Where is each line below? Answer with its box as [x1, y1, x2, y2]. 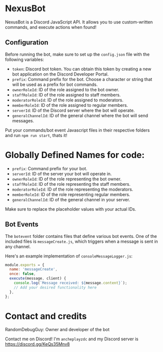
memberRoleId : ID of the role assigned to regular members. [12, 102, 128, 108]
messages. [12, 117, 35, 123]
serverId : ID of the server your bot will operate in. [12, 171, 112, 176]
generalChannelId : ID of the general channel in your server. [12, 196, 130, 202]
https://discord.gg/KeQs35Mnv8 [5, 341, 70, 347]
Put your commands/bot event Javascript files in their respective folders [5, 127, 150, 133]
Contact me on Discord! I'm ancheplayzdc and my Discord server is [5, 336, 139, 342]
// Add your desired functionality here [14, 285, 97, 290]
